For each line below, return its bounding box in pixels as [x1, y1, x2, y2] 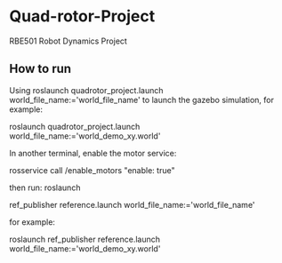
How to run [9, 61, 72, 76]
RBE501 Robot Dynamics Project [9, 36, 127, 46]
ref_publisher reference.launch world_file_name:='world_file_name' [9, 199, 255, 210]
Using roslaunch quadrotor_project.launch [9, 84, 164, 95]
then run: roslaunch [9, 182, 81, 193]
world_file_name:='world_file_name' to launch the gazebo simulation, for [9, 94, 274, 105]
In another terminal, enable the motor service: [9, 147, 177, 158]
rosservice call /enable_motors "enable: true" [9, 164, 175, 175]
